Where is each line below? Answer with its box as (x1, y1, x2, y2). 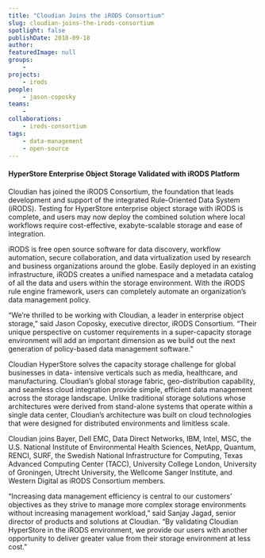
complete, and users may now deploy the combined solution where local (8, 212, 246, 221)
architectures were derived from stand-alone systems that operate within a (8, 402, 253, 411)
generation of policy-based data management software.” (8, 344, 194, 353)
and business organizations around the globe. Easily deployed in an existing (8, 261, 256, 271)
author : (8, 41, 34, 49)
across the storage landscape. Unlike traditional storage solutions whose (8, 393, 246, 402)
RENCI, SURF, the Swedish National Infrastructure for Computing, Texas (8, 450, 244, 460)
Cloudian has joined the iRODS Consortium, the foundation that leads (8, 187, 234, 196)
